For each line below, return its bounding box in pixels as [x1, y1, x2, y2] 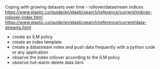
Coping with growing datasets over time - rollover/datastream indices [5, 4, 144, 10]
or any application [12, 49, 48, 55]
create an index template [12, 39, 62, 45]
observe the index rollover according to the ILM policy [12, 55, 120, 60]
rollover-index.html [5, 14, 43, 20]
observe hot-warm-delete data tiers [12, 60, 84, 65]
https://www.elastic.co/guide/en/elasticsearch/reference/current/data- [5, 19, 147, 25]
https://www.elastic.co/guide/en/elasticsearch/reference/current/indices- [5, 9, 152, 15]
